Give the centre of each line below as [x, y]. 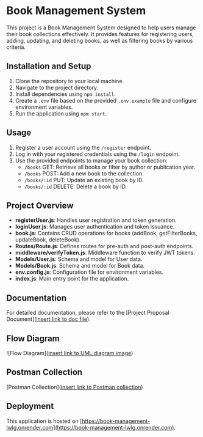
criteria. [16, 47]
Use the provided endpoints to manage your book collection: [91, 160]
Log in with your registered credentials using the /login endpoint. [97, 154]
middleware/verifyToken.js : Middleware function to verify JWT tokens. [105, 253]
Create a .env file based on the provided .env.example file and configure [106, 100]
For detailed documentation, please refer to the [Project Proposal [88, 313]
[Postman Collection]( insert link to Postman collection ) [75, 387]
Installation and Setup [49, 66]
